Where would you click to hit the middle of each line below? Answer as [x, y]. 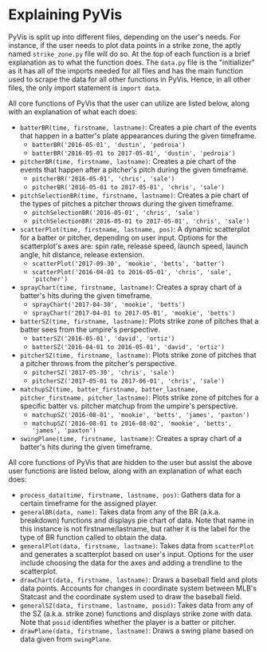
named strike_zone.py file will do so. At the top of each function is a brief [130, 54]
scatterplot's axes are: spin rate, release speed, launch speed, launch [134, 246]
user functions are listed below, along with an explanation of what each [125, 471]
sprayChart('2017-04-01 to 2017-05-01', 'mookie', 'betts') [133, 313]
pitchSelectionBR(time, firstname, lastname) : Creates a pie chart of [134, 195]
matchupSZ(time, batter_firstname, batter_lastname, [109, 389]
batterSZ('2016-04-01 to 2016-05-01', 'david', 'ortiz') [128, 347]
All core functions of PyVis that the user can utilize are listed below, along [129, 103]
